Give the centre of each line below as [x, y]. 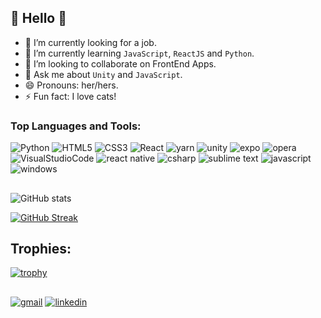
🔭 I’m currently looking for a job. [90, 42]
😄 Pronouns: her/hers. [71, 85]
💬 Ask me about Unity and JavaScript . [103, 74]
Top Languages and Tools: [76, 126]
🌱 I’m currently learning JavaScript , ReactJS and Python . [139, 53]
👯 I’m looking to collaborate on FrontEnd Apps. [120, 63]
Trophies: [41, 248]
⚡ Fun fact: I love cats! [70, 96]
